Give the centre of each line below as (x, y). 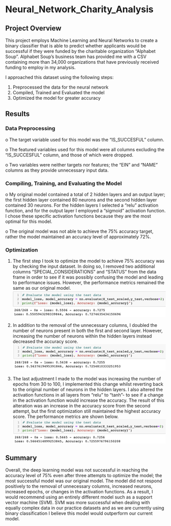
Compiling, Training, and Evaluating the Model (64, 183)
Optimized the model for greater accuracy (56, 98)
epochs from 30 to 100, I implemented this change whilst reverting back (88, 384)
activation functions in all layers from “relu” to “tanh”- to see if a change (88, 395)
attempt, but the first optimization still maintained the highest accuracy (87, 411)
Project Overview (33, 28)
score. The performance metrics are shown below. (65, 417)
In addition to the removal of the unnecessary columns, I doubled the (85, 325)
